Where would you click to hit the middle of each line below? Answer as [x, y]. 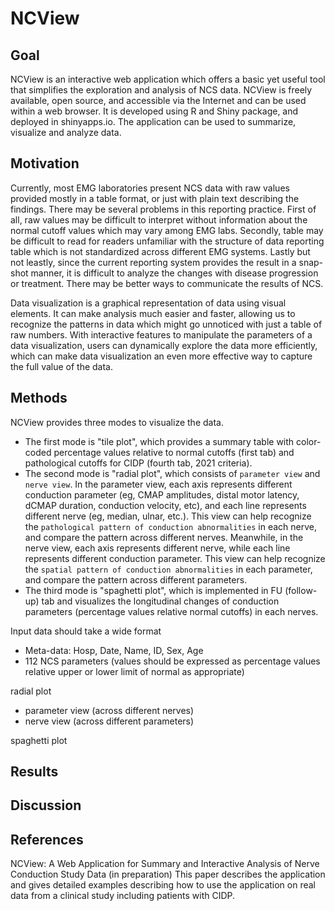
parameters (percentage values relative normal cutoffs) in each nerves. [171, 611]
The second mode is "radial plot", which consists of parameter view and [172, 473]
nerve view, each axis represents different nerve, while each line [157, 548]
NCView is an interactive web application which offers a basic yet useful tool [168, 79]
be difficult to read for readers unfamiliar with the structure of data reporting [167, 241]
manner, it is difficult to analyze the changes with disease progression [174, 273]
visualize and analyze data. [66, 132]
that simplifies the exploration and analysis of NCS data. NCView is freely [161, 90]
